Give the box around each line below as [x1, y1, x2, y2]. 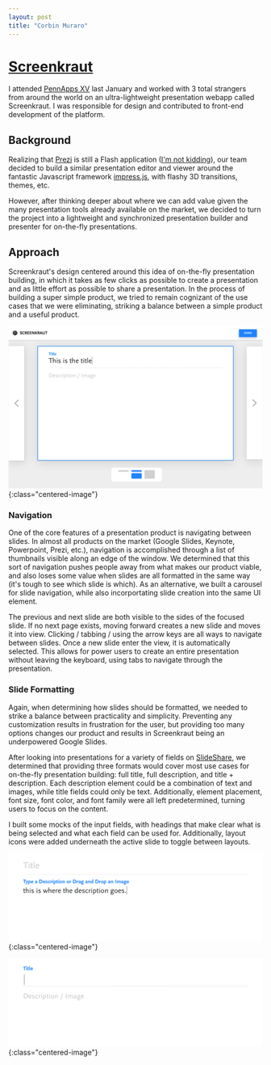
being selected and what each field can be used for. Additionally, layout [8, 828, 246, 838]
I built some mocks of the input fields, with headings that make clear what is [8, 819, 261, 829]
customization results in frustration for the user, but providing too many [8, 719, 245, 729]
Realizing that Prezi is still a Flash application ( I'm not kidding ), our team [8, 154, 248, 165]
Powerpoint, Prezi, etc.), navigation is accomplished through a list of [8, 545, 236, 555]
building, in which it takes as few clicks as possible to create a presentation [8, 276, 259, 285]
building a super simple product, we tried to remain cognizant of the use [8, 293, 248, 302]
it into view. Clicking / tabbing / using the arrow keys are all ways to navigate [8, 629, 262, 639]
